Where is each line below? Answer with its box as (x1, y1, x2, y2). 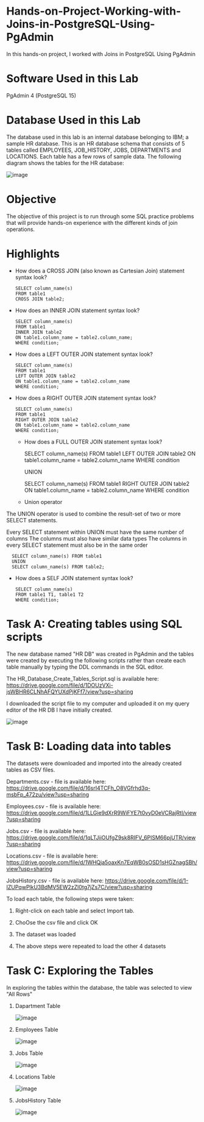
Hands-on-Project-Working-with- (6, 4, 181, 18)
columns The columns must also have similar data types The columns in (6, 534, 187, 542)
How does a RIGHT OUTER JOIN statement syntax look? (15, 394, 157, 402)
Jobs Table (15, 1049, 44, 1057)
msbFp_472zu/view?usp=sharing (6, 790, 90, 798)
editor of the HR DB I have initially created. (6, 706, 113, 714)
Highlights (6, 247, 60, 260)
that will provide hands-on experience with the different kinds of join (6, 219, 178, 226)
